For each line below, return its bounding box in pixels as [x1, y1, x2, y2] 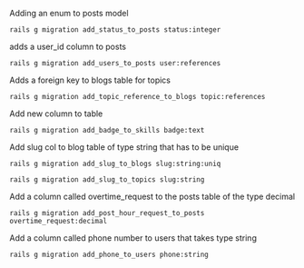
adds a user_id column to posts [9, 41, 127, 52]
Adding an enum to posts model [9, 8, 129, 18]
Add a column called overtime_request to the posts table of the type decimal [9, 191, 296, 202]
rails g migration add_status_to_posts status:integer [9, 25, 221, 35]
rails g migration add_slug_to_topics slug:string [9, 175, 205, 184]
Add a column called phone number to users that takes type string [9, 233, 257, 243]
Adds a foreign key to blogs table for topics [9, 74, 171, 85]
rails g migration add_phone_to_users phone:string [9, 250, 209, 259]
